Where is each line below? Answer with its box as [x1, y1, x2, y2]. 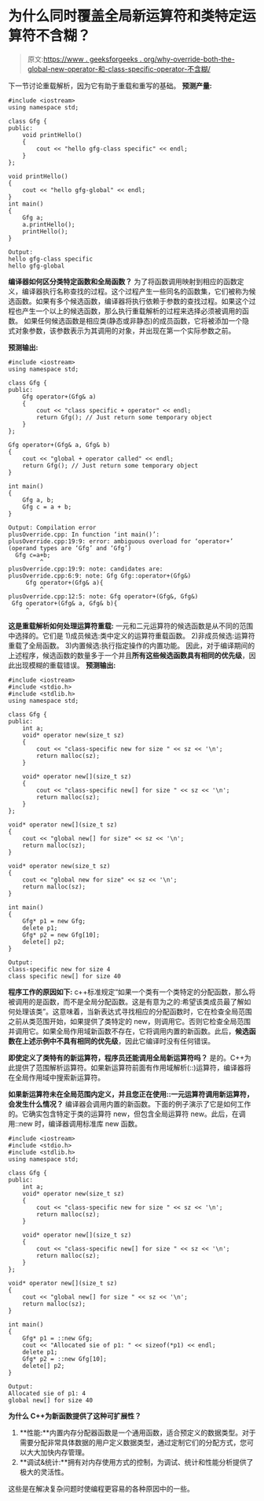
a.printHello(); [22, 220, 76, 228]
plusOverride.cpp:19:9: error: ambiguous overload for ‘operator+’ [8, 537, 234, 545]
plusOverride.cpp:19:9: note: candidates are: [8, 564, 163, 573]
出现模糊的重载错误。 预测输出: [14, 660, 116, 670]
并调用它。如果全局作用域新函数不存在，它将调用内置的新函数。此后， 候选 [8, 1026, 249, 1036]
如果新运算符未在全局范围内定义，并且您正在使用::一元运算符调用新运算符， [8, 1089, 254, 1099]
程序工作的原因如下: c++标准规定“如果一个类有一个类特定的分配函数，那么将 [8, 987, 256, 996]
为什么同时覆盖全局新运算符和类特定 [8, 7, 243, 25]
